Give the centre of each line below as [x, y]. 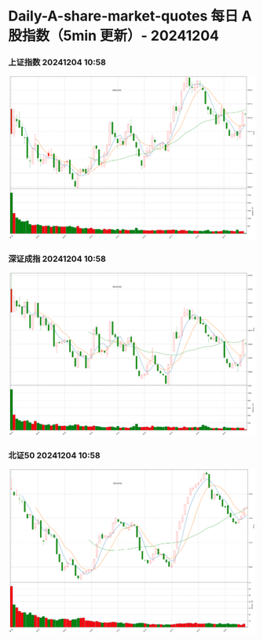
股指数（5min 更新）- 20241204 [114, 36]
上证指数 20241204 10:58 [57, 62]
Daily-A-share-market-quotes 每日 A [130, 16]
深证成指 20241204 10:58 [57, 259]
